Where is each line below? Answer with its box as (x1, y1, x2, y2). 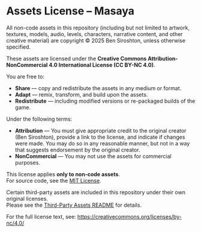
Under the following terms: (6, 115, 73, 123)
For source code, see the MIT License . (6, 177, 101, 184)
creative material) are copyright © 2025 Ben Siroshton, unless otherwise (6, 37, 186, 44)
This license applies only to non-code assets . (6, 170, 120, 178)
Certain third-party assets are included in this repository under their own (6, 188, 186, 196)
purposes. (14, 159, 41, 166)
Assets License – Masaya (6, 4, 135, 18)
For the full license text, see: (6, 213, 76, 220)
